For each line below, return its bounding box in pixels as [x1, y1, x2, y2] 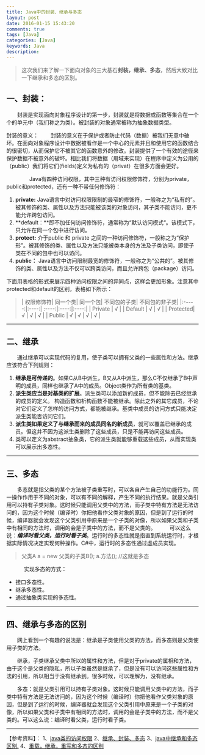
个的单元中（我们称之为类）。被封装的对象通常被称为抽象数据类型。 [6, 119, 175, 126]
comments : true [6, 26, 45, 32]
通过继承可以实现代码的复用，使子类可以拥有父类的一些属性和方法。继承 [16, 354, 199, 361]
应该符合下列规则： [6, 361, 55, 369]
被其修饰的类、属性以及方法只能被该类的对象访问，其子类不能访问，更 [15, 203, 192, 211]
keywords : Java [6, 43, 45, 50]
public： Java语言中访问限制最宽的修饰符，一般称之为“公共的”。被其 [15, 257, 189, 264]
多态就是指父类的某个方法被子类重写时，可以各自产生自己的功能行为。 [16, 486, 193, 493]
